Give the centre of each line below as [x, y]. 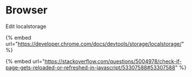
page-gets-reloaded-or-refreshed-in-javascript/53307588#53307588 [90, 67]
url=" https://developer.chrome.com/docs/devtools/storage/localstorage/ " [95, 44]
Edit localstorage [26, 26]
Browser [27, 10]
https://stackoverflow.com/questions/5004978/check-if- [113, 61]
